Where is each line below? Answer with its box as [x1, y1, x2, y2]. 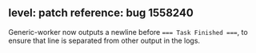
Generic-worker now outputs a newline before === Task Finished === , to [8, 27, 248, 36]
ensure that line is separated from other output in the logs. [8, 36, 201, 45]
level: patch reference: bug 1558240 [8, 6, 194, 20]
